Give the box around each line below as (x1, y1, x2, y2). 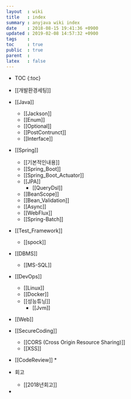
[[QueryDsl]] (32, 184, 63, 191)
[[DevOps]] (14, 273, 42, 280)
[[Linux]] (23, 284, 45, 291)
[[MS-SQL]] (23, 261, 52, 268)
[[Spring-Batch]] (23, 215, 63, 222)
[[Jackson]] (23, 110, 52, 117)
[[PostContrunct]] (23, 128, 66, 136)
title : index (6, 14, 46, 20)
